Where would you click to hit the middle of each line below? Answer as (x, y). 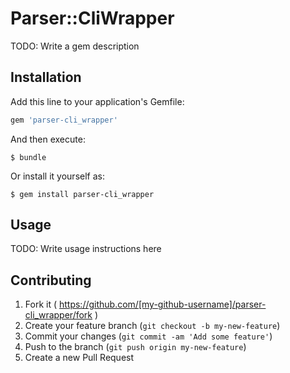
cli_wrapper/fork (58, 315)
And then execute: (48, 139)
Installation (46, 77)
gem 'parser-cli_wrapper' (64, 120)
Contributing (51, 280)
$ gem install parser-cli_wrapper (82, 194)
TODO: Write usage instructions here (86, 249)
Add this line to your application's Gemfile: (97, 101)
